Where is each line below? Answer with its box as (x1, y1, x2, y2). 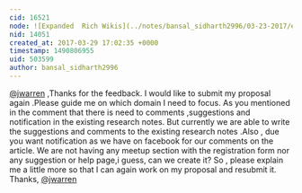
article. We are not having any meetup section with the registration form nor (9, 145, 290, 155)
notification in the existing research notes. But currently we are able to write (9, 116, 290, 127)
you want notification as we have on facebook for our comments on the (9, 136, 274, 146)
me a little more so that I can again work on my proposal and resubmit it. (9, 163, 277, 175)
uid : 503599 (9, 55, 54, 64)
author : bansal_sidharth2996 (9, 64, 119, 73)
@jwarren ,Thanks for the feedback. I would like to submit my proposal (9, 87, 271, 99)
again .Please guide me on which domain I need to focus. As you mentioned (9, 97, 290, 108)
